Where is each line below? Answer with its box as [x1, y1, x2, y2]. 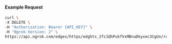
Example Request [5, 4, 43, 10]
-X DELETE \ [5, 20, 30, 25]
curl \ [5, 15, 19, 20]
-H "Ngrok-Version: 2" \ [5, 29, 58, 34]
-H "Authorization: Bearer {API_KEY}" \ [5, 24, 93, 30]
